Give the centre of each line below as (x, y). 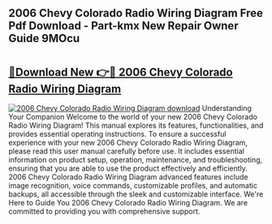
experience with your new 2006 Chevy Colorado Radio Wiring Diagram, (128, 142)
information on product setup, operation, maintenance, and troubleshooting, (136, 160)
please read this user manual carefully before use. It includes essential (127, 151)
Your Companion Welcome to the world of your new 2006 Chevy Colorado (133, 117)
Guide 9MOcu (44, 38)
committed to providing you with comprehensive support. (104, 211)
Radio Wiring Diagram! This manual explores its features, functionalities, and (136, 125)
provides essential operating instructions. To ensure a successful (117, 134)
